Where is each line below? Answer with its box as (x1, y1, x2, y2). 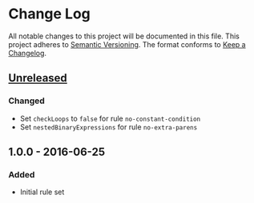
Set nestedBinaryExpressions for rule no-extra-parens (19, 121, 198, 132)
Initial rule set (19, 187, 65, 197)
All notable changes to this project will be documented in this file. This (8, 31, 240, 41)
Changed (8, 95, 46, 106)
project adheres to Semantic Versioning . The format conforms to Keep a (8, 39, 246, 49)
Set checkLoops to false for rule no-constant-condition (19, 113, 201, 123)
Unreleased (8, 71, 68, 85)
